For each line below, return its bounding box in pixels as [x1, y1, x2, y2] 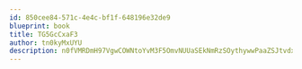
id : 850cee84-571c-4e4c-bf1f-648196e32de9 [9, 13, 171, 22]
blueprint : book [9, 22, 70, 30]
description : [9, 47, 58, 56]
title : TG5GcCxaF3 [9, 30, 78, 39]
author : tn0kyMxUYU [9, 38, 83, 47]
